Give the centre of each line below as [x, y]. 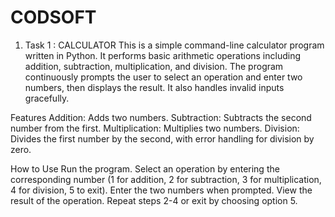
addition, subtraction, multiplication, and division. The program [154, 66]
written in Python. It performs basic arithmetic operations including [163, 55]
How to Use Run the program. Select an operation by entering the [145, 168]
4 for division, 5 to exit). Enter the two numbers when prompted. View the [161, 190]
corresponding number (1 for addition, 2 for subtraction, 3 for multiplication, [166, 179]
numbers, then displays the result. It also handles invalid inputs [154, 87]
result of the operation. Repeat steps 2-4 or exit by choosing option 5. [154, 200]
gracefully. [47, 98]
